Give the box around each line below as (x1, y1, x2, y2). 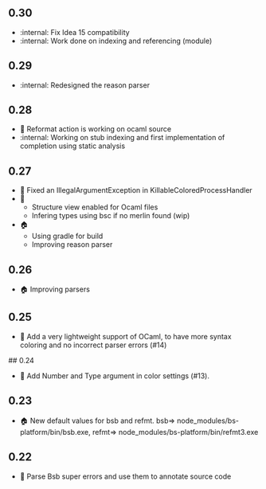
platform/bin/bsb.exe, (19, 427, 92, 436)
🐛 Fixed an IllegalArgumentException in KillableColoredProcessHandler (19, 186, 252, 195)
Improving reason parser (31, 240, 113, 249)
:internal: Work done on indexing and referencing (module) (19, 36, 213, 45)
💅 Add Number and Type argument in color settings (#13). (19, 370, 209, 381)
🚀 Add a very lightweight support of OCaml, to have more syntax (19, 331, 233, 341)
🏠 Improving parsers (19, 284, 90, 294)
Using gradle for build (31, 231, 104, 241)
